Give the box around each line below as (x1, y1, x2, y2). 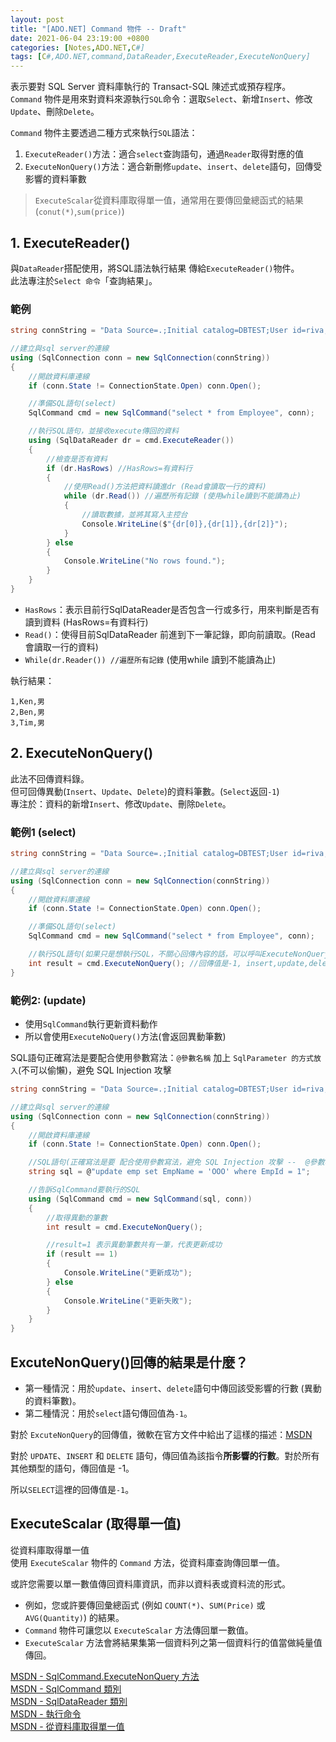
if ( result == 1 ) (46, 1249, 118, 1260)
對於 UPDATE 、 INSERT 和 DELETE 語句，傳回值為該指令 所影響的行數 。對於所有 (10, 1449, 320, 1461)
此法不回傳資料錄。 (10, 772, 90, 785)
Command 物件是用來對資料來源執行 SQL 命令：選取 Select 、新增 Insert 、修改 (10, 93, 313, 105)
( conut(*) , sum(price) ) (34, 206, 125, 218)
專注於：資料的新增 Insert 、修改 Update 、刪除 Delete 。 (10, 797, 232, 810)
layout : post (10, 14, 65, 25)
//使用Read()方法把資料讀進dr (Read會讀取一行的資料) (63, 482, 267, 492)
